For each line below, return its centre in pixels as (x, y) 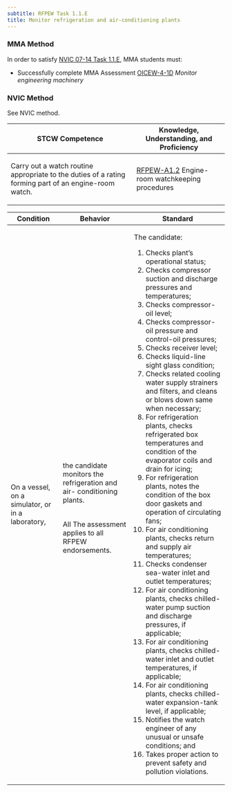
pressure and (176, 331)
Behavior (95, 219)
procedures (155, 187)
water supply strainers (182, 383)
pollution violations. (177, 772)
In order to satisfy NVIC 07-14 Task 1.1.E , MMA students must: (95, 59)
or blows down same (179, 400)
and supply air (168, 547)
